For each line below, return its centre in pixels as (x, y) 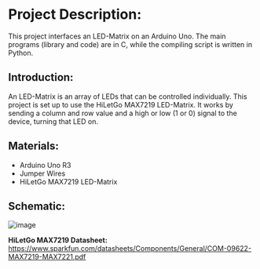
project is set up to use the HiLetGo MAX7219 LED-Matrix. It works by (121, 104)
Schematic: (37, 206)
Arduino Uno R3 (46, 165)
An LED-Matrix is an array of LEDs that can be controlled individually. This (128, 96)
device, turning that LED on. (53, 121)
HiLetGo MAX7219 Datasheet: (58, 240)
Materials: (33, 146)
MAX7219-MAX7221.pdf (47, 257)
